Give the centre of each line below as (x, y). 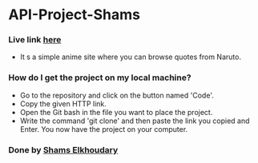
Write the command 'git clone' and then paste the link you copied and (135, 121)
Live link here (35, 40)
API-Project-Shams (74, 15)
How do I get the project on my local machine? (100, 78)
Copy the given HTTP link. (63, 103)
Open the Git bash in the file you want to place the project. (116, 112)
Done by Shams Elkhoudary (63, 149)
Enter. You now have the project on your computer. (104, 129)
